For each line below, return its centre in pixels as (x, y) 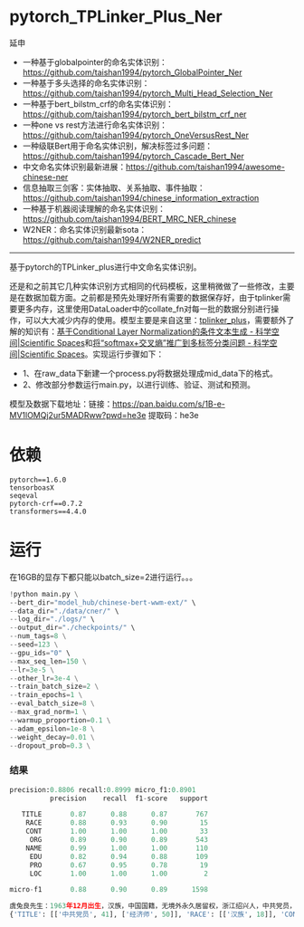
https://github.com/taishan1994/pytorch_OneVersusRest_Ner (136, 135)
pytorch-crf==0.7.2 (46, 503)
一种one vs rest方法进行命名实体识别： (95, 125)
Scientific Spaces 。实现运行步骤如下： (92, 354)
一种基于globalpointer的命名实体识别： (95, 62)
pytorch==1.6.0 (38, 480)
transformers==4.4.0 (48, 511)
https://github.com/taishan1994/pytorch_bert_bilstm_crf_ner (134, 114)
